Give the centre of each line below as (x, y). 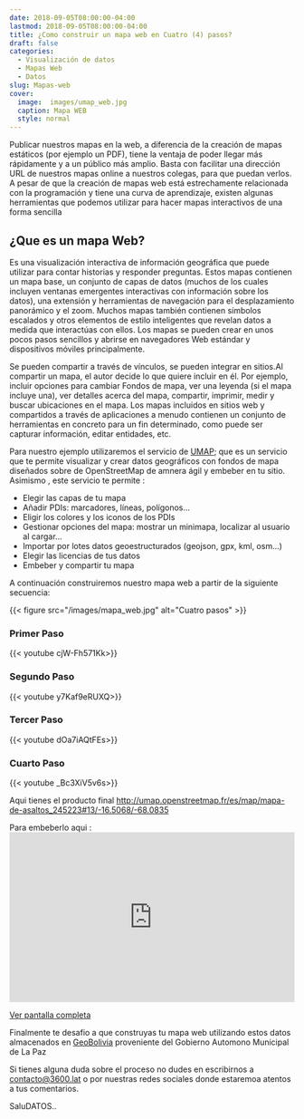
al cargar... (42, 536)
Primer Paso (37, 633)
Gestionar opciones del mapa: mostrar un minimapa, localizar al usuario (156, 526)
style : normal (44, 119)
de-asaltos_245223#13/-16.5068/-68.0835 (89, 810)
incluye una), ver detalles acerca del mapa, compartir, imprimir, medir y (142, 395)
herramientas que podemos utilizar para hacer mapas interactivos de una (146, 203)
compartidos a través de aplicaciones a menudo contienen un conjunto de (148, 414)
